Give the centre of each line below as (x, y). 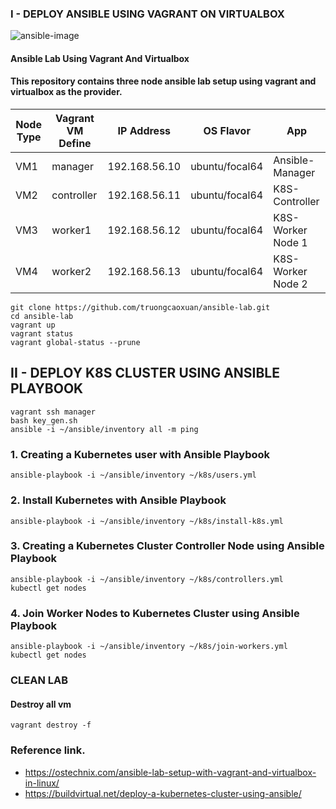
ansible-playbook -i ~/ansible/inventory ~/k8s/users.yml (133, 475)
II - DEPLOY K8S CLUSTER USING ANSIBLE (145, 373)
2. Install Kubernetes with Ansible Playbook (118, 500)
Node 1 (290, 243)
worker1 (71, 230)
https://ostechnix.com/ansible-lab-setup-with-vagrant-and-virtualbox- (170, 772)
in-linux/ (42, 783)
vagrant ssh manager (53, 412)
